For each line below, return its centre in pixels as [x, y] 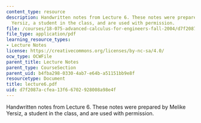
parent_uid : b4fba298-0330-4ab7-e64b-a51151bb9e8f [71, 73]
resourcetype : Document [36, 79]
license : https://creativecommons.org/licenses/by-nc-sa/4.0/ [85, 51]
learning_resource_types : [38, 40]
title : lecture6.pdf [32, 85]
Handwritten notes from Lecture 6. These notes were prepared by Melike [96, 107]
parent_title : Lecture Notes [42, 62]
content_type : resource [36, 12]
